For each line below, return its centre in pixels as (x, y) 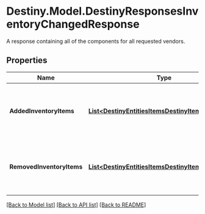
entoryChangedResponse (73, 24)
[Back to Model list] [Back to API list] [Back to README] (76, 205)
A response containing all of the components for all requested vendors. (96, 41)
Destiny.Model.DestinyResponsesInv (103, 11)
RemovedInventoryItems (46, 166)
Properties (27, 60)
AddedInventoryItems (42, 111)
